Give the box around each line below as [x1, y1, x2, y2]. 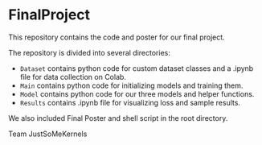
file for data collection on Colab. [19, 72, 127, 81]
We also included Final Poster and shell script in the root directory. [8, 113, 228, 122]
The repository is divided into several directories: [8, 48, 170, 57]
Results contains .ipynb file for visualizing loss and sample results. [19, 97, 241, 107]
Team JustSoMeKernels [8, 129, 88, 139]
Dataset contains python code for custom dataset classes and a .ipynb [19, 63, 254, 73]
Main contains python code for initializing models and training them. [19, 81, 244, 90]
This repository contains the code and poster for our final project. [8, 32, 225, 42]
